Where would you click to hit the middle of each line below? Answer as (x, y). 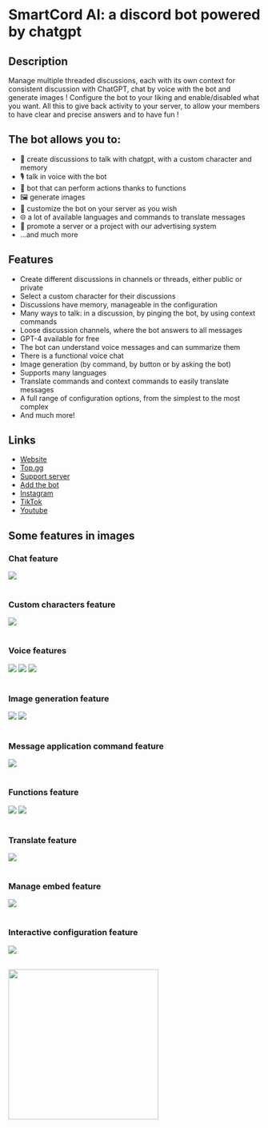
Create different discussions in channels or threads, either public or (131, 279)
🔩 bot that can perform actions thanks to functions (103, 188)
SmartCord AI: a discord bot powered (134, 15)
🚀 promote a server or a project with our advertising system (118, 226)
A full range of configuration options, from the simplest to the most (130, 398)
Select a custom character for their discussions (98, 296)
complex (34, 407)
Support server (45, 476)
